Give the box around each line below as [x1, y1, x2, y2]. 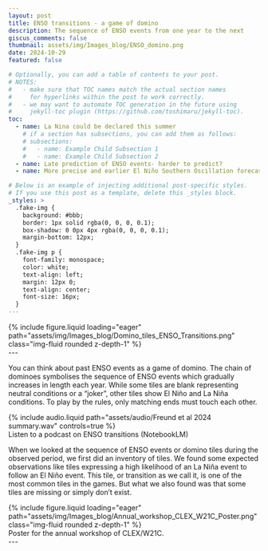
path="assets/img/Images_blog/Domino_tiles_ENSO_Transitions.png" [8, 331, 235, 340]
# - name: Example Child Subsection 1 [22, 145, 159, 153]
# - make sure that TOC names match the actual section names [8, 85, 227, 93]
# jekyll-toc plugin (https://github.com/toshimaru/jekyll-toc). [8, 108, 245, 116]
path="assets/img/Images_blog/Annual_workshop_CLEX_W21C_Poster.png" [8, 512, 258, 521]
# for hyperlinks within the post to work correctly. [8, 93, 205, 101]
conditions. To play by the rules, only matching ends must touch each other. [8, 397, 258, 406]
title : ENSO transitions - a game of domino [8, 19, 159, 27]
